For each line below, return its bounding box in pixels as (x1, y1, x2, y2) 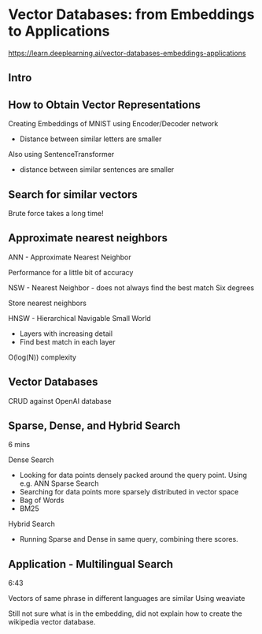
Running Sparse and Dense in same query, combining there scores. (19, 535, 238, 544)
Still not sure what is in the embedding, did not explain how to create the (8, 609, 242, 618)
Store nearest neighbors (8, 298, 87, 308)
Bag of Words (19, 495, 65, 505)
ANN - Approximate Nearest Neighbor (8, 252, 131, 262)
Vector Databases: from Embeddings (8, 6, 255, 24)
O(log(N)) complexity (8, 352, 77, 362)
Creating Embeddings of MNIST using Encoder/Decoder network (8, 119, 219, 129)
